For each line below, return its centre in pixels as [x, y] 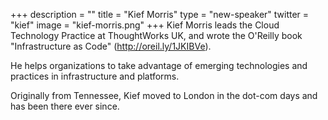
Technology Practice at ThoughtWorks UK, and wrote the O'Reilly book [156, 35]
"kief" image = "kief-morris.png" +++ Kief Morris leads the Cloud [145, 25]
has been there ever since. [65, 106]
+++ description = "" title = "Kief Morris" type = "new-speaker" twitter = [160, 14]
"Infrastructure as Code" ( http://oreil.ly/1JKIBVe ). [111, 46]
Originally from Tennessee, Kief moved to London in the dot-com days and [164, 95]
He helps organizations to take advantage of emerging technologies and [159, 65]
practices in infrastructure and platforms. [95, 76]
